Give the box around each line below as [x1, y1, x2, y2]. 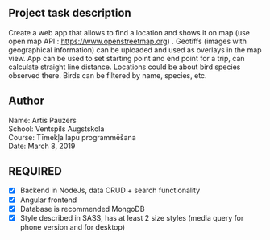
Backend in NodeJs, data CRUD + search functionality [19, 185, 201, 196]
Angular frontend [19, 195, 77, 205]
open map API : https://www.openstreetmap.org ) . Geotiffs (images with [8, 36, 247, 46]
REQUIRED [8, 164, 62, 178]
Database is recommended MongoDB [19, 204, 145, 213]
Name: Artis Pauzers [8, 115, 77, 125]
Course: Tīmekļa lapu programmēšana [8, 132, 136, 142]
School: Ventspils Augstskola [8, 124, 105, 134]
